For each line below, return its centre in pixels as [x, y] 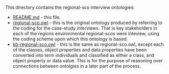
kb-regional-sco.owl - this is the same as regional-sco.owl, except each [88, 44]
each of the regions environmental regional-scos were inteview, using [86, 33]
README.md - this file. [37, 17]
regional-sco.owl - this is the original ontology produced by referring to [87, 23]
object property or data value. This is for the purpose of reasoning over [88, 60]
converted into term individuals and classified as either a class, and [83, 55]
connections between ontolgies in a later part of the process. [77, 66]
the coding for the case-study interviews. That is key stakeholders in [85, 28]
